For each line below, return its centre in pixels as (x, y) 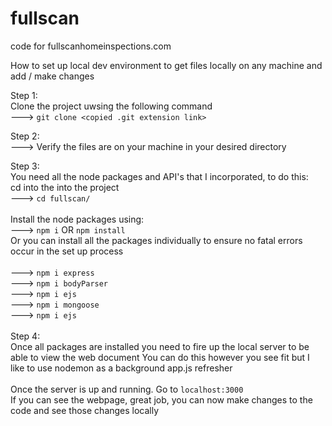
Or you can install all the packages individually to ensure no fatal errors (156, 240)
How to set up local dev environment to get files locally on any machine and (166, 65)
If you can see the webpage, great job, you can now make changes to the (161, 399)
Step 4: (25, 336)
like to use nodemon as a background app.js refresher (121, 368)
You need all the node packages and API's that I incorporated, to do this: (159, 176)
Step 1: (24, 95)
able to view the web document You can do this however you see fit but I (160, 357)
